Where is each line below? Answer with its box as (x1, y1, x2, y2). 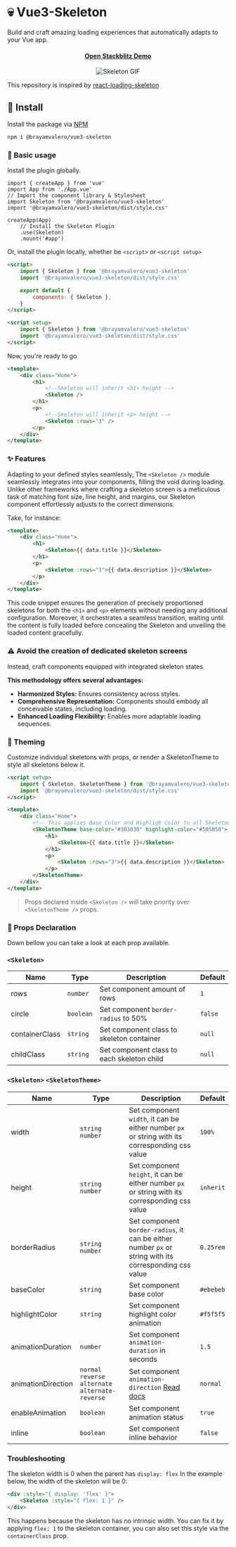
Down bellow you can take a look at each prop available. (7, 939, 171, 947)
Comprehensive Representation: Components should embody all (17, 697, 209, 705)
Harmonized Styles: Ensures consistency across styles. (17, 689, 181, 697)
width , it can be (129, 1113, 180, 1123)
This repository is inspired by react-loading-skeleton (7, 81, 159, 89)
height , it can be (129, 1169, 183, 1179)
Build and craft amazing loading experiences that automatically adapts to (7, 27, 218, 36)
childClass (11, 1049, 46, 1059)
